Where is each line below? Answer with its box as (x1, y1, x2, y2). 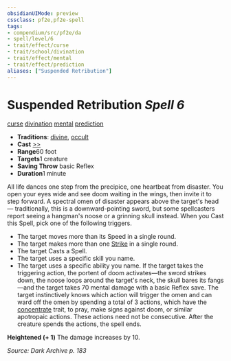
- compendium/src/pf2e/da (7, 29, 81, 36)
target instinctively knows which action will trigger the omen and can (16, 291, 212, 299)
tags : (7, 23, 23, 30)
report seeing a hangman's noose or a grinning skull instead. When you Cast (7, 212, 224, 220)
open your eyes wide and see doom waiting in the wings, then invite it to (7, 190, 212, 198)
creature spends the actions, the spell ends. (16, 320, 142, 328)
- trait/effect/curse (7, 42, 69, 49)
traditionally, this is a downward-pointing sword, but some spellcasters (14, 205, 215, 213)
